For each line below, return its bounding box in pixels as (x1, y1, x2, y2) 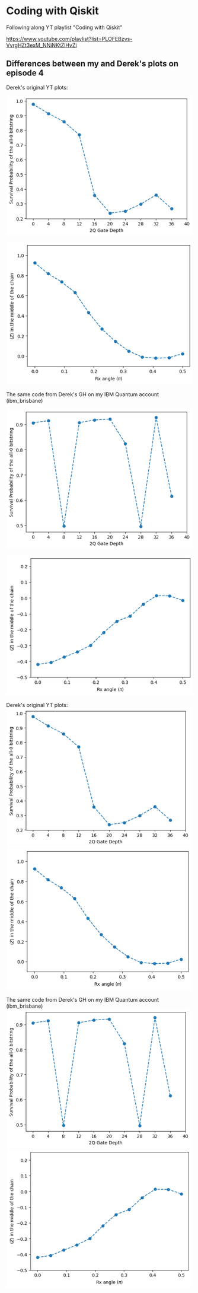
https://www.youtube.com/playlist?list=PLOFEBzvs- (6, 35, 133, 42)
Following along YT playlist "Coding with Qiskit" (6, 24, 123, 31)
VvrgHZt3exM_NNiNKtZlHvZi (6, 42, 77, 49)
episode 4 (6, 68, 44, 78)
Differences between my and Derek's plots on (6, 59, 179, 69)
